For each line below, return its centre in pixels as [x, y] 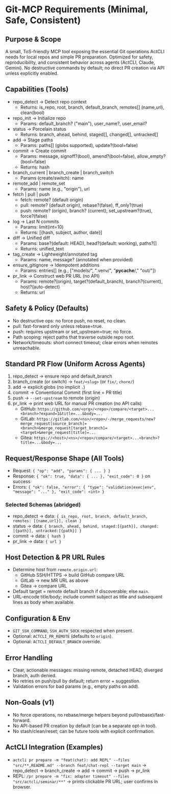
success [21, 482]
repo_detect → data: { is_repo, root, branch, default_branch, [80, 516]
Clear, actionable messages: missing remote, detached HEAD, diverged [88, 670]
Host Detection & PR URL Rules [55, 557]
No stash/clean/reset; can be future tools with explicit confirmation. [83, 731]
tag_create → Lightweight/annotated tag [55, 254]
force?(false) [34, 216]
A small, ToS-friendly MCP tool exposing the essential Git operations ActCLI [85, 51]
